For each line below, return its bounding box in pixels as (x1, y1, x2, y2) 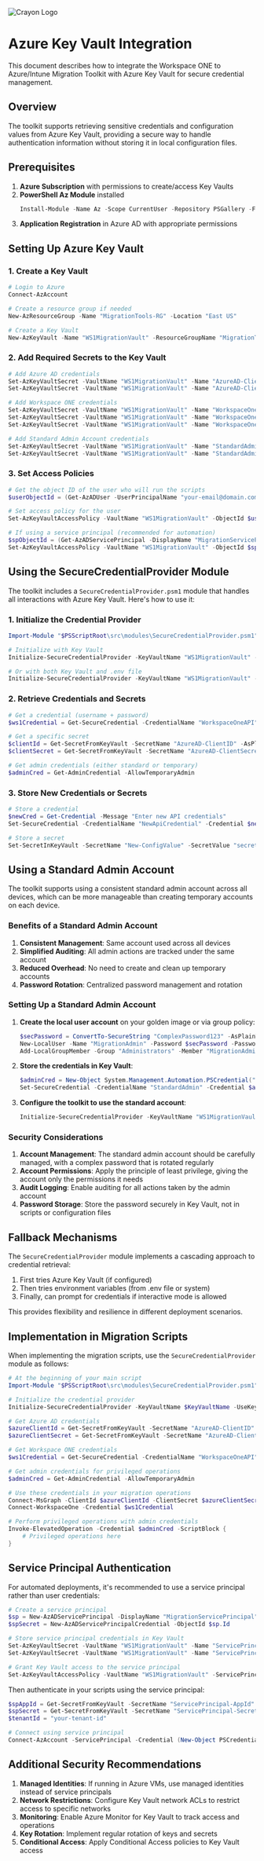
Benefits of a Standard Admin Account (8, 920, 159, 931)
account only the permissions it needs (19, 1174, 144, 1184)
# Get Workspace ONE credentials (8, 1446, 118, 1454)
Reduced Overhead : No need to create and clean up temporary (19, 963, 226, 973)
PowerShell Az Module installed (19, 189, 125, 200)
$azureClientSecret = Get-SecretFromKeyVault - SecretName (8, 1432, 202, 1440)
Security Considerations (8, 1132, 104, 1142)
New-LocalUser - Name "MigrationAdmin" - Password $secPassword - (19, 1039, 235, 1048)
